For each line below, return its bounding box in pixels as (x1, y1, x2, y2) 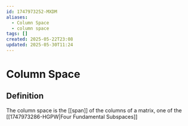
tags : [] (6, 31, 28, 37)
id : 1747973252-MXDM (6, 8, 58, 15)
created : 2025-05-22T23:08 (6, 36, 73, 42)
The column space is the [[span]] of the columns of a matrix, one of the (6, 106, 182, 114)
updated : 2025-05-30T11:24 (6, 42, 73, 48)
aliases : (6, 14, 28, 20)
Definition (6, 91, 44, 101)
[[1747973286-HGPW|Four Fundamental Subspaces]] (6, 113, 138, 120)
